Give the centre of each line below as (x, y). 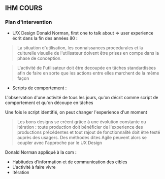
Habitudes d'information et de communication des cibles (70, 162)
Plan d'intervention (29, 22)
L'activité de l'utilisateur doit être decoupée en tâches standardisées (86, 68)
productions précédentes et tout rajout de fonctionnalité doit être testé (89, 132)
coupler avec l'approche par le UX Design (60, 143)
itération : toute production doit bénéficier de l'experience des (80, 127)
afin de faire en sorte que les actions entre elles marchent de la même (88, 73)
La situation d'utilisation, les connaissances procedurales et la (80, 48)
